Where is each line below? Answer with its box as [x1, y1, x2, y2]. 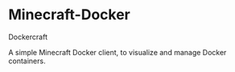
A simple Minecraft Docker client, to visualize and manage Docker [8, 47, 227, 57]
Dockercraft [8, 32, 48, 42]
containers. [8, 56, 46, 66]
